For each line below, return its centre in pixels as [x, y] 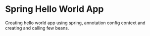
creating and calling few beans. [37, 28]
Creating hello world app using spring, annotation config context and [75, 23]
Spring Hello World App [54, 9]
